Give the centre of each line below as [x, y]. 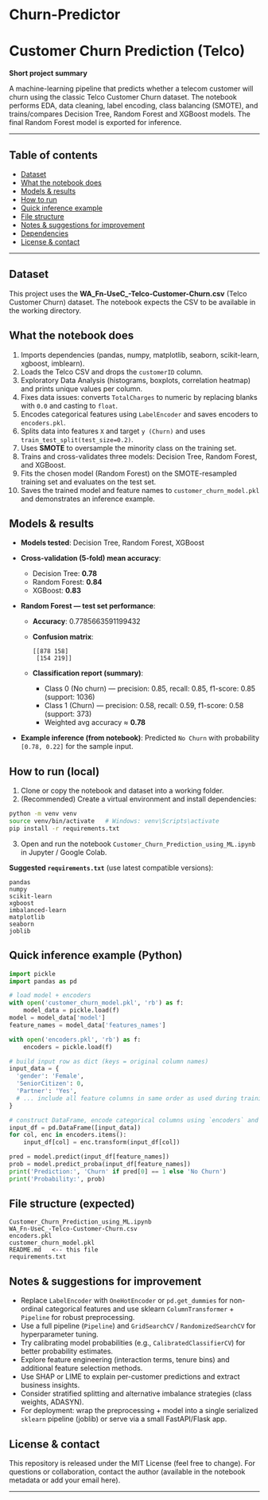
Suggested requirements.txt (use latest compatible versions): [111, 867]
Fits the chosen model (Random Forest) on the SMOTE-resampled [128, 473]
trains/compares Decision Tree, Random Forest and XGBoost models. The [130, 114]
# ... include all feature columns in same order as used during [127, 1098]
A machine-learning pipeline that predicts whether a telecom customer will [131, 88]
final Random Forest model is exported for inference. [95, 123]
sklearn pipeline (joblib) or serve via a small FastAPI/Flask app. [124, 1419]
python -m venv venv [43, 814]
